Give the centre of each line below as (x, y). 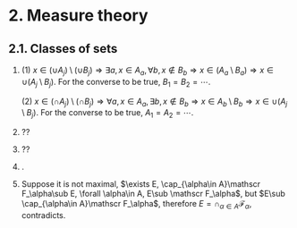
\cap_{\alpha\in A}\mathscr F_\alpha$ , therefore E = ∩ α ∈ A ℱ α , (136, 205)
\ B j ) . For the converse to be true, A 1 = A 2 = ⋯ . (107, 114)
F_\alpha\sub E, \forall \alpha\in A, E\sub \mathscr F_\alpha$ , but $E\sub (153, 194)
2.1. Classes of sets (63, 49)
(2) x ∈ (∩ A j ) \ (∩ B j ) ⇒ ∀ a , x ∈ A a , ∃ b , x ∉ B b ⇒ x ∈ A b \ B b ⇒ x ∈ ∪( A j (154, 102)
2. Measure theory (78, 16)
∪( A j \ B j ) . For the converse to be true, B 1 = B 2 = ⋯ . (116, 83)
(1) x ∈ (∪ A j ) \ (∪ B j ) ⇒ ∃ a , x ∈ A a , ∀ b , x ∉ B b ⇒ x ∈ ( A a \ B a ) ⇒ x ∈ (147, 71)
